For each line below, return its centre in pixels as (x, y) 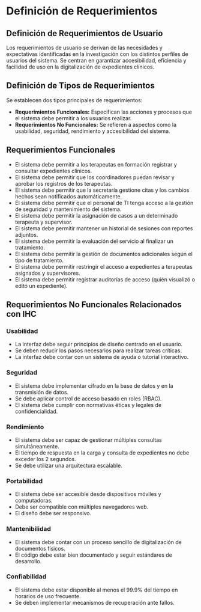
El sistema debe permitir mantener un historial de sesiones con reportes (104, 228)
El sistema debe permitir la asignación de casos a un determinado (96, 215)
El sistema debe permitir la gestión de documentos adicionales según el (104, 254)
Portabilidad (25, 481)
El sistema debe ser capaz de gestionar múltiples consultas (88, 439)
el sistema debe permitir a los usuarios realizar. (73, 118)
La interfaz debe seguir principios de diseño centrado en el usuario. (99, 344)
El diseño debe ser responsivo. (53, 513)
